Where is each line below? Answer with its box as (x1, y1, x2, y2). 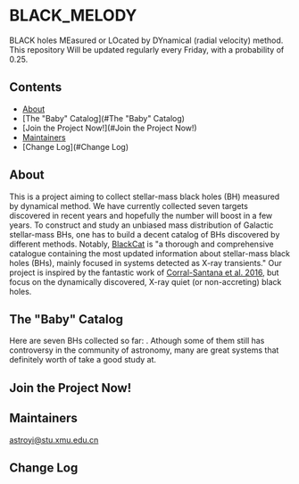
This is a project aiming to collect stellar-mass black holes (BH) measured (9, 191, 280, 202)
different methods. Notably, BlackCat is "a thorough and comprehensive (9, 238, 274, 249)
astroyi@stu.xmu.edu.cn (9, 434, 99, 445)
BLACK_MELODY (9, 5, 137, 26)
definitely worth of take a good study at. (9, 355, 157, 365)
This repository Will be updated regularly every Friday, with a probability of (9, 44, 285, 54)
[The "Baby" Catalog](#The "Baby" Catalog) (21, 113, 186, 123)
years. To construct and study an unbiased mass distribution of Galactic (9, 220, 274, 230)
